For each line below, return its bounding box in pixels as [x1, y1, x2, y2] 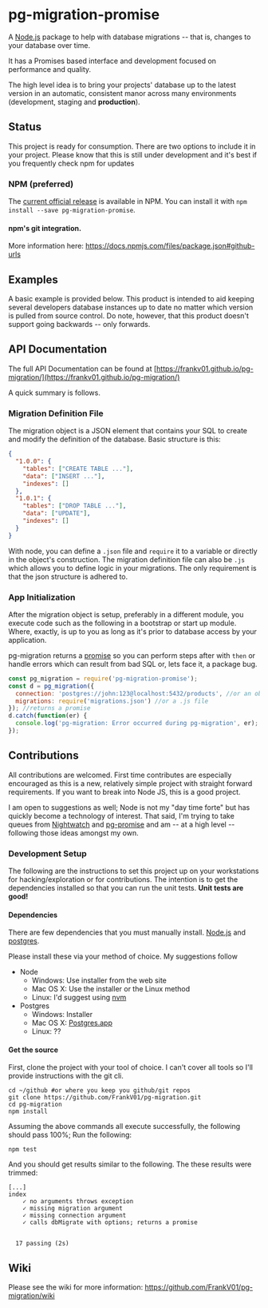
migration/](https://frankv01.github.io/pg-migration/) [8, 372, 180, 381]
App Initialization [8, 592, 76, 603]
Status [8, 120, 42, 134]
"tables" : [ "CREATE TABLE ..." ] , [22, 465, 134, 473]
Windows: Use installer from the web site [31, 975, 167, 985]
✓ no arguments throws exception [22, 1198, 134, 1206]
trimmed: [8, 1168, 38, 1178]
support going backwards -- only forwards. [8, 320, 151, 329]
